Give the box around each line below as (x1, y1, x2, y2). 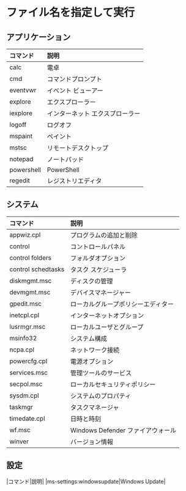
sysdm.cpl (9, 391, 39, 400)
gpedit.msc (9, 299, 42, 308)
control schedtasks (9, 264, 65, 273)
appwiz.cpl (9, 230, 41, 239)
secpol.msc (9, 380, 43, 388)
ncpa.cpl (9, 345, 35, 354)
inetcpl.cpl (9, 310, 40, 319)
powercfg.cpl (9, 356, 48, 365)
